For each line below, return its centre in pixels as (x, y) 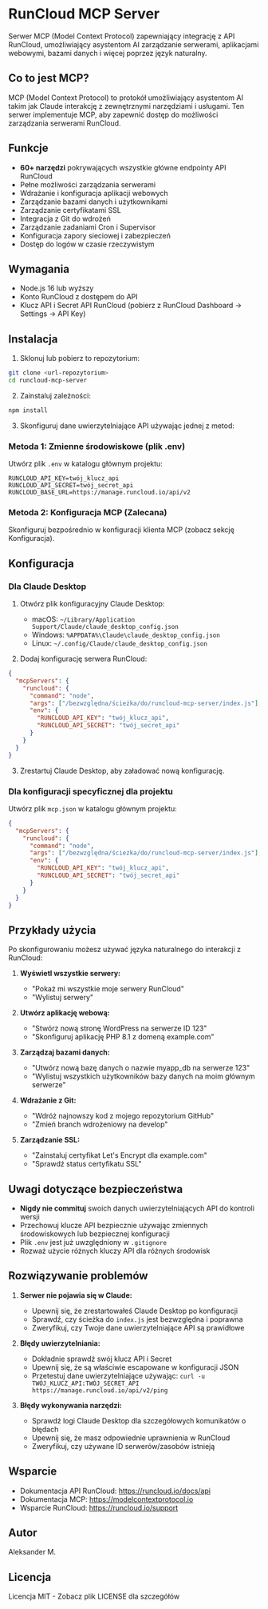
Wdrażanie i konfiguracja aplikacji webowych (94, 193)
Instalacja (33, 339)
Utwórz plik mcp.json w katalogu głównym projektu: (93, 808)
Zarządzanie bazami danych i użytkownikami (94, 202)
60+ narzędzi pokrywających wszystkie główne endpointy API (123, 167)
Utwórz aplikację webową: (65, 1013)
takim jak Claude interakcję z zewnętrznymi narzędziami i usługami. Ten (126, 106)
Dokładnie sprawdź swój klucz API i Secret (102, 1359)
